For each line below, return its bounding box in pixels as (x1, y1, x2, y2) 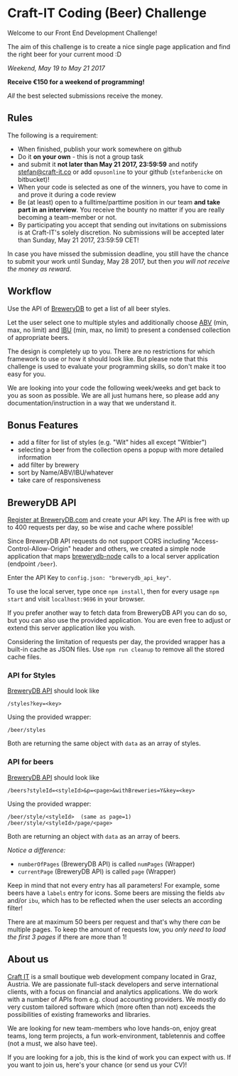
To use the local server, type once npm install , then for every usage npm (7, 587, 220, 596)
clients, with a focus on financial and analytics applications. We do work (7, 987, 218, 995)
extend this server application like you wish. (7, 624, 136, 632)
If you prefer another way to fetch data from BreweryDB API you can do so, (7, 609, 227, 617)
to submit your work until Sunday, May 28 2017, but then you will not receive (7, 257, 230, 265)
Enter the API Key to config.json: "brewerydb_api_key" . (7, 574, 172, 582)
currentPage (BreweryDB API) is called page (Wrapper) (17, 867, 176, 876)
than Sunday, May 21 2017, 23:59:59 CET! (17, 235, 140, 244)
